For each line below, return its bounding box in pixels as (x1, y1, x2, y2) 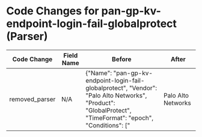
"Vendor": (129, 84, 158, 92)
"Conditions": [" (85, 121, 130, 129)
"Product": (85, 99, 115, 107)
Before (112, 55, 132, 63)
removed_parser (9, 95, 56, 103)
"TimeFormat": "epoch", (85, 114, 154, 122)
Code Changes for (6, 4, 99, 18)
